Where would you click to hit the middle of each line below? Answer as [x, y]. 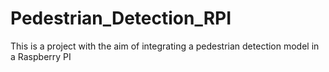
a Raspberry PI [41, 56]
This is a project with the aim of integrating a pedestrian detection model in [165, 46]
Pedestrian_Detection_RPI [121, 18]
